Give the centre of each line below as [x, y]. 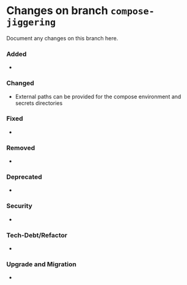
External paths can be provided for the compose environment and [98, 96]
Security [19, 206]
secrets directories [39, 103]
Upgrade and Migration [41, 264]
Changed [20, 83]
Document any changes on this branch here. [62, 38]
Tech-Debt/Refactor [37, 235]
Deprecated [24, 177]
